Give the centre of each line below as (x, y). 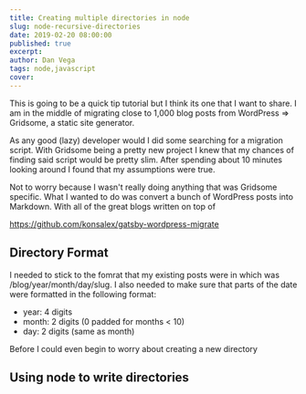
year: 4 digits (47, 312)
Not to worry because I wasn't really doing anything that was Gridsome (143, 187)
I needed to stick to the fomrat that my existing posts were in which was (145, 275)
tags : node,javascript (53, 69)
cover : (22, 78)
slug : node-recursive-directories (75, 26)
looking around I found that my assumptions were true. (112, 169)
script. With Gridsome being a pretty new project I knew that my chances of (152, 150)
